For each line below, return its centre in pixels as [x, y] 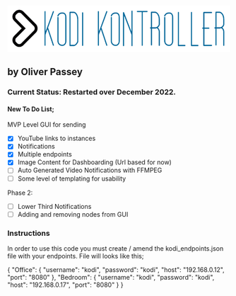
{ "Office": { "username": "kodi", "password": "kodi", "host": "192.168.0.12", [116, 270]
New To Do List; [31, 109]
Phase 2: [20, 193]
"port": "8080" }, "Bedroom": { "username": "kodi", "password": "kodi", [111, 278]
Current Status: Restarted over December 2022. [92, 92]
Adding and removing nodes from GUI [73, 214]
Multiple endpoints [45, 154]
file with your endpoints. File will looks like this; [76, 256]
